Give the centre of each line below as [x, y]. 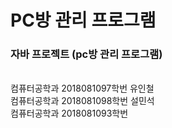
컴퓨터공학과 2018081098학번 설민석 [82, 101]
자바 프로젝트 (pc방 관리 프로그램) [86, 54]
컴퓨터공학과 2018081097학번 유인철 [82, 88]
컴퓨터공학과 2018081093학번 [69, 113]
